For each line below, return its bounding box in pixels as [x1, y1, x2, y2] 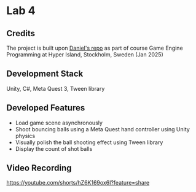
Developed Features [6, 102, 85, 113]
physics [15, 132, 36, 139]
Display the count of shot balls [15, 145, 93, 152]
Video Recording [6, 163, 72, 174]
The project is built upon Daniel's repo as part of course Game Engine [6, 44, 183, 52]
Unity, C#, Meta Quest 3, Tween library [6, 85, 105, 92]
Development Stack [6, 69, 84, 79]
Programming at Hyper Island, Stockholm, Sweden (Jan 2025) [6, 51, 164, 58]
